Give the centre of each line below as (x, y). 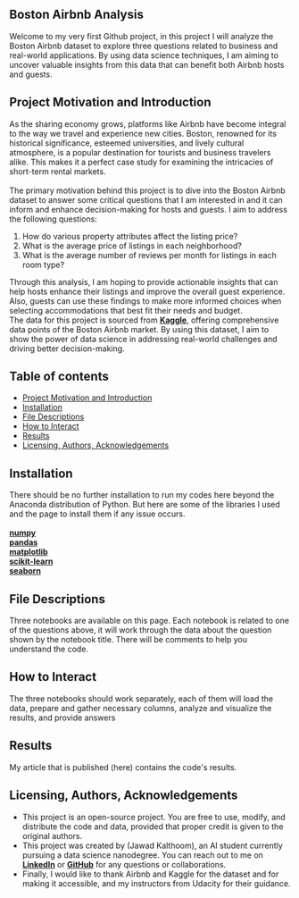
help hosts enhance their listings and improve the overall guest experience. (147, 291)
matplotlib (29, 552)
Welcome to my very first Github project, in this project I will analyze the (141, 36)
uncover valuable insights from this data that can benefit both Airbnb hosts (147, 64)
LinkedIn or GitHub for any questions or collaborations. (124, 864)
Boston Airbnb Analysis (77, 15)
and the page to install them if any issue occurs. (97, 514)
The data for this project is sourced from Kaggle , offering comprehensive (144, 320)
